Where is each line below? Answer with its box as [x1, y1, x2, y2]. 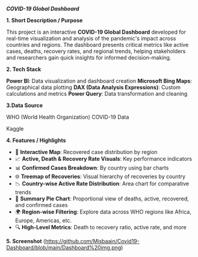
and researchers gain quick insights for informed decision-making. [6, 54, 172, 61]
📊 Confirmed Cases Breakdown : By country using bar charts [14, 164, 169, 171]
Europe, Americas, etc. [14, 217, 72, 224]
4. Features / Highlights [6, 137, 66, 144]
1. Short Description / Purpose [6, 17, 83, 23]
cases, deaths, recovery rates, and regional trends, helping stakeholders [6, 48, 186, 55]
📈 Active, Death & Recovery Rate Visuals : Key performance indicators [14, 155, 193, 162]
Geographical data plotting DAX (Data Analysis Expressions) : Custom [6, 84, 181, 91]
